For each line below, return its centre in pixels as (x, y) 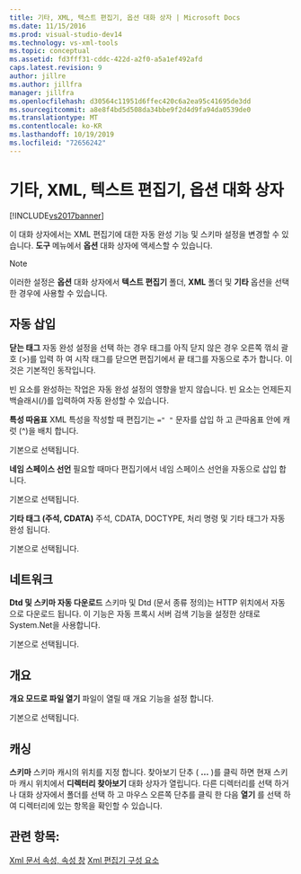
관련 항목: (35, 837)
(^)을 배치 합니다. (49, 430)
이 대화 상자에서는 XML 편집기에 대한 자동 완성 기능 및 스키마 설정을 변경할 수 (145, 234)
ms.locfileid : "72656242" (58, 143)
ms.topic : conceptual (50, 51)
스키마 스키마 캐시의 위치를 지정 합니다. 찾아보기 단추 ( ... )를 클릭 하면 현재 (140, 772)
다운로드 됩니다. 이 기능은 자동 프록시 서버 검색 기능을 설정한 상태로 (143, 614)
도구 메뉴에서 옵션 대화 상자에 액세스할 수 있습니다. (124, 245)
